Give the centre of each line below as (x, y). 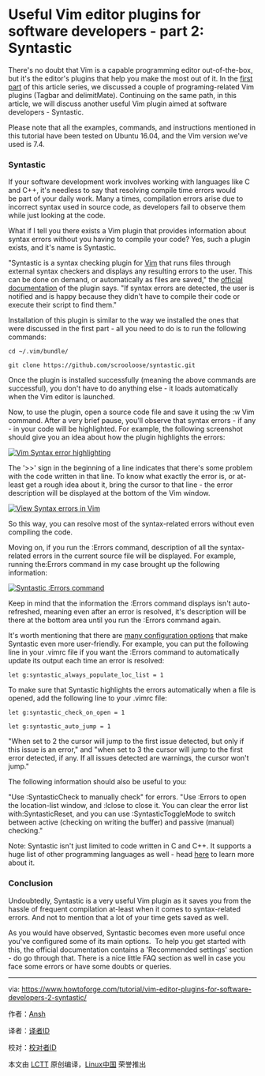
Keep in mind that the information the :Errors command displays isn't (119, 603)
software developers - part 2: (106, 31)
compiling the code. (41, 532)
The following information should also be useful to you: (97, 782)
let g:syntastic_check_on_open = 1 (67, 713)
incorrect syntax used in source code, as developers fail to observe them (127, 207)
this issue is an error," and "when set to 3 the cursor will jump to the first (125, 749)
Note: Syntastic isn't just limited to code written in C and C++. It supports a (130, 846)
